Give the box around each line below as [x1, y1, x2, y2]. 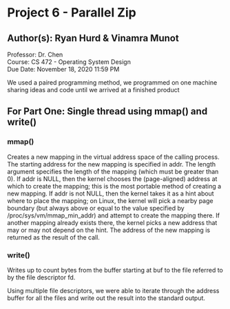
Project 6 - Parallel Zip [7, 5, 136, 21]
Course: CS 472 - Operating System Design [7, 58, 131, 66]
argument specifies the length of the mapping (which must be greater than [7, 167, 219, 175]
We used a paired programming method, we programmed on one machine [7, 78, 218, 87]
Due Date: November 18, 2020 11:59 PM [7, 65, 120, 73]
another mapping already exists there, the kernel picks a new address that [7, 218, 218, 226]
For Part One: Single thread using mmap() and [7, 105, 208, 118]
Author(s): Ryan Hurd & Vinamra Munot [7, 32, 179, 44]
